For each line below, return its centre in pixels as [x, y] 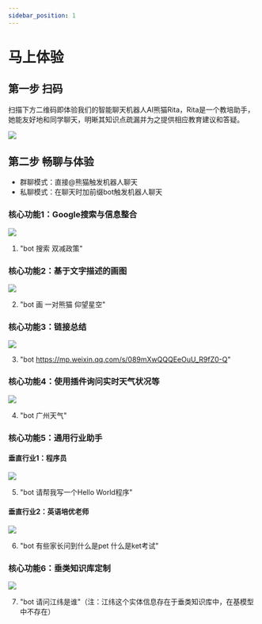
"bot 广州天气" [43, 415]
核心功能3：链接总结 [47, 327]
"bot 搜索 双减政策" [51, 248]
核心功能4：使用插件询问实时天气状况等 [84, 381]
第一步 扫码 [36, 89]
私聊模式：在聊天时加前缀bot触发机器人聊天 [91, 192]
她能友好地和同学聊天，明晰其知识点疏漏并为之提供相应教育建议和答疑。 [126, 119]
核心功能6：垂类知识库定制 [59, 568]
